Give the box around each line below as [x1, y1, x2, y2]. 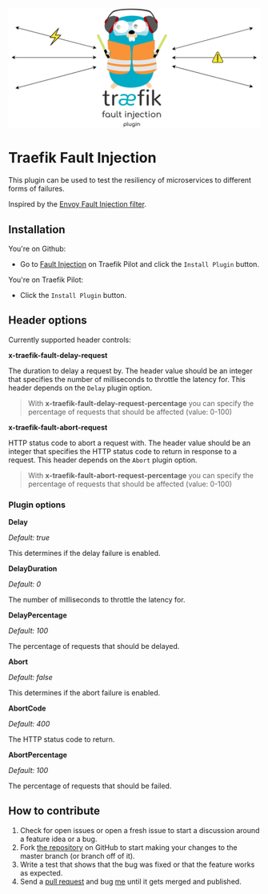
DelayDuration [8, 564, 58, 574]
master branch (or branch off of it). [19, 851, 135, 860]
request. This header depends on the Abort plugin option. [8, 455, 198, 465]
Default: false [8, 673, 54, 683]
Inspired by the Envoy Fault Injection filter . [8, 199, 146, 209]
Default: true [8, 533, 50, 542]
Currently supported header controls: [8, 335, 131, 344]
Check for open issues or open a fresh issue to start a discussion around [19, 825, 260, 835]
